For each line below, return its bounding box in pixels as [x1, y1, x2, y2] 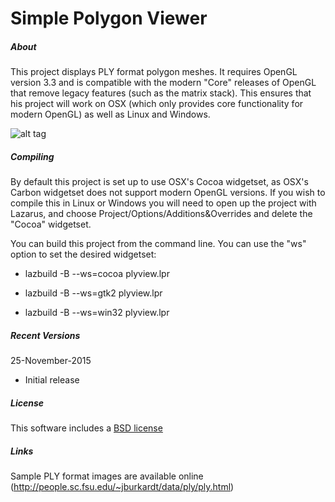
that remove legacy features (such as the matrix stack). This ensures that [10, 87, 312, 99]
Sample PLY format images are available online [10, 470, 204, 482]
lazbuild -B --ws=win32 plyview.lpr [24, 307, 170, 319]
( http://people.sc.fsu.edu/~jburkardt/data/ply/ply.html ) [10, 481, 235, 493]
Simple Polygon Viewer [10, 7, 208, 30]
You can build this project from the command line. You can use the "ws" [10, 238, 307, 250]
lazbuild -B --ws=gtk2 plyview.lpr [24, 287, 163, 299]
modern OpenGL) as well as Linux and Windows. [10, 108, 211, 121]
